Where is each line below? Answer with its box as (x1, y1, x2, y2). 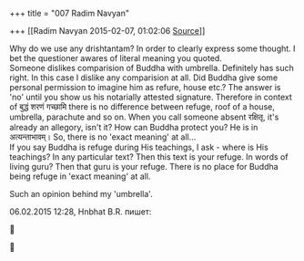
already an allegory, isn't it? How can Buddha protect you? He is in (9, 122, 258, 132)
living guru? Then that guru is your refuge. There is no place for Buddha (9, 162, 279, 172)
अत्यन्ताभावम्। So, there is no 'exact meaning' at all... (9, 131, 197, 142)
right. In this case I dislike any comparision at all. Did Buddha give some (9, 72, 279, 83)
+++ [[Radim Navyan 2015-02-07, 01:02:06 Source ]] (9, 26, 206, 36)
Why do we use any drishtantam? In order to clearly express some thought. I (9, 43, 296, 54)
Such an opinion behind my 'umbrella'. (9, 189, 153, 199)
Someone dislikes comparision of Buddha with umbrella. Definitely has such (9, 63, 294, 73)
